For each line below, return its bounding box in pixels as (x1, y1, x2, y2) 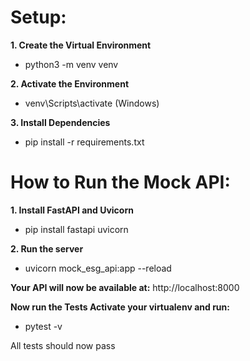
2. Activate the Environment (10, 77, 130, 90)
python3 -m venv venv (24, 58, 119, 70)
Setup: (10, 6, 67, 29)
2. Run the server (10, 242, 84, 255)
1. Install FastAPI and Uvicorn (10, 204, 134, 216)
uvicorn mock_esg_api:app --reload (24, 262, 172, 274)
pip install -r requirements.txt (24, 136, 145, 148)
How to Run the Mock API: (10, 171, 231, 194)
